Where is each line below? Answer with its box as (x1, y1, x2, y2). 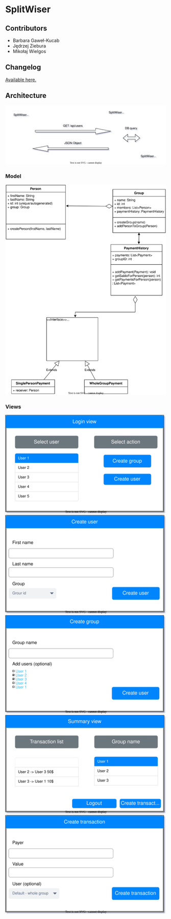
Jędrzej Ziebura (12, 43, 46, 49)
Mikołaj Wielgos (12, 48, 46, 54)
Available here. (5, 77, 37, 83)
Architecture (5, 91, 47, 100)
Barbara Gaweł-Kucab (12, 37, 60, 43)
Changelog (5, 63, 41, 72)
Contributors (5, 24, 47, 33)
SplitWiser (5, 4, 51, 15)
